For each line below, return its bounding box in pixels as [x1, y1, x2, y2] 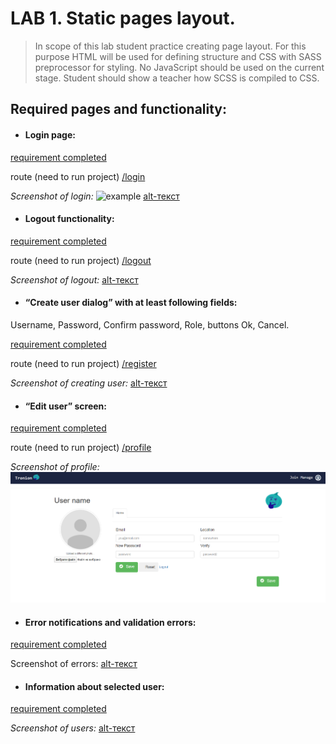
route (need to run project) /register [10, 357, 157, 369]
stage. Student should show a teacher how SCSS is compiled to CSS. [34, 72, 320, 84]
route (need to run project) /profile [10, 442, 152, 454]
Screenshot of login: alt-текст [10, 190, 180, 202]
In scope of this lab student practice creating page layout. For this [34, 40, 307, 52]
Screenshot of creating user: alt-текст [10, 377, 168, 389]
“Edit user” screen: [24, 400, 108, 412]
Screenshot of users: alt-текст [10, 722, 136, 734]
